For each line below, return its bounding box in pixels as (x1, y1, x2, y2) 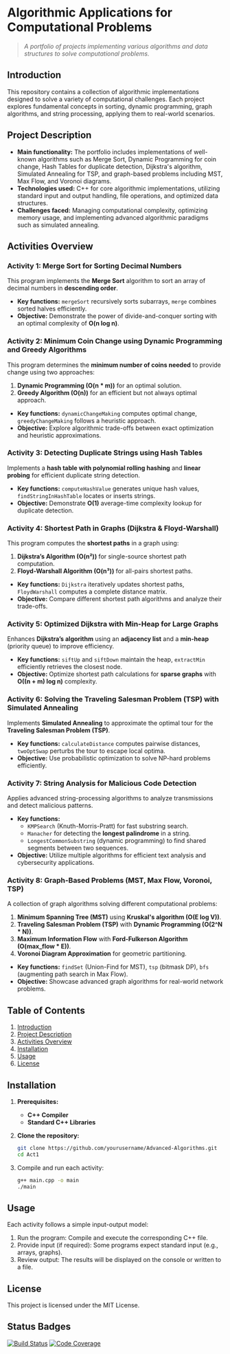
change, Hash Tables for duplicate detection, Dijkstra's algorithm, (16, 162, 203, 170)
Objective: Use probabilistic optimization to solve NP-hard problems (16, 754, 211, 762)
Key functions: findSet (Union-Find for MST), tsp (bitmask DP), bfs (16, 963, 209, 971)
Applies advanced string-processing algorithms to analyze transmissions (7, 794, 214, 802)
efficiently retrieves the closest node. (16, 663, 123, 671)
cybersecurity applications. (16, 859, 95, 867)
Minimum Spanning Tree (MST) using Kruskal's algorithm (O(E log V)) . (16, 913, 222, 921)
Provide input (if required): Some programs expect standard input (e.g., (16, 1241, 218, 1250)
